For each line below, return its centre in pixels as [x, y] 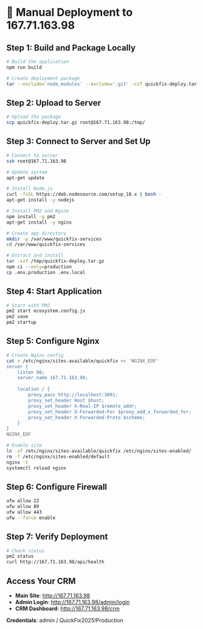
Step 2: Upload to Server [54, 103]
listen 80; [31, 372]
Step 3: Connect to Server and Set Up [78, 141]
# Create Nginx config [35, 355]
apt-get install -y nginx [39, 222]
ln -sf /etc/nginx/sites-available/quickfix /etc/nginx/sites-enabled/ [99, 451]
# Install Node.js [29, 189]
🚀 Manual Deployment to [70, 12]
